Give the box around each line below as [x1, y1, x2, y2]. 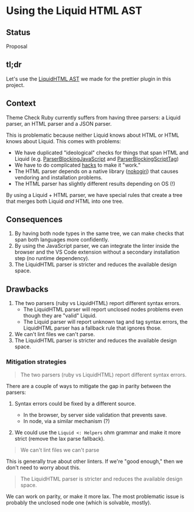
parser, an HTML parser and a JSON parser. [6, 120, 112, 127]
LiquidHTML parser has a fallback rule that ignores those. [23, 324, 162, 331]
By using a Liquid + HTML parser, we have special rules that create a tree [6, 191, 183, 198]
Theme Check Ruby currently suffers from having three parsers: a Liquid [6, 114, 181, 121]
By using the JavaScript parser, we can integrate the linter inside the [14, 243, 179, 250]
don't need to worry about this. [6, 463, 81, 471]
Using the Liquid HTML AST [6, 4, 143, 18]
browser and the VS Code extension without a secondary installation [14, 248, 180, 255]
